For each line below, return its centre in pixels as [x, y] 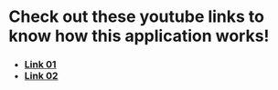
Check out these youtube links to [137, 17]
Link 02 [41, 76]
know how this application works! [139, 36]
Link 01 [40, 65]
